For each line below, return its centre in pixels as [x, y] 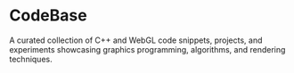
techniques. [31, 59]
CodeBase [48, 16]
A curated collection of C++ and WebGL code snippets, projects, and [136, 40]
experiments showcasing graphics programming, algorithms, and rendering [147, 49]
